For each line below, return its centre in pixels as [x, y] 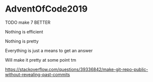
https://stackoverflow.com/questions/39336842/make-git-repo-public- [77, 69]
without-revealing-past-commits [38, 74]
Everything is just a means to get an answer [49, 50]
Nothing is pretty [22, 41]
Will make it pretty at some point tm [41, 60]
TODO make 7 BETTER [28, 22]
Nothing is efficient [24, 32]
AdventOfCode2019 [46, 9]
